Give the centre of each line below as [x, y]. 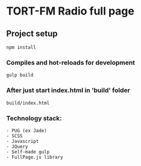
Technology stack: [34, 118]
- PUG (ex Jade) [27, 131]
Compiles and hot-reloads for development [71, 62]
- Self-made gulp [28, 152]
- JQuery [17, 147]
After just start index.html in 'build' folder [68, 90]
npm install [21, 47]
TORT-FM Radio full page [70, 11]
